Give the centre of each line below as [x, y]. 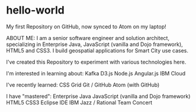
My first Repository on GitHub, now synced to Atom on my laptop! [86, 27]
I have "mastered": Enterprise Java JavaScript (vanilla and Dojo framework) [98, 96]
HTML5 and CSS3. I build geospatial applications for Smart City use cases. [97, 50]
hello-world [36, 10]
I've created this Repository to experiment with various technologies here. [96, 62]
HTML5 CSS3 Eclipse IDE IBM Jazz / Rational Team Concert [79, 102]
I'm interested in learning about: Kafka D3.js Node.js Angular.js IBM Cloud [96, 73]
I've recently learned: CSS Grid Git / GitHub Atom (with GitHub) [83, 85]
